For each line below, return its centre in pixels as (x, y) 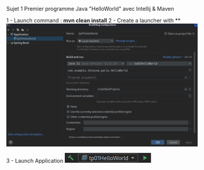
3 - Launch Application (35, 160)
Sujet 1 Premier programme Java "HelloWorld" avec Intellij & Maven (90, 9)
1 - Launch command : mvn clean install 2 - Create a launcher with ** (93, 20)
